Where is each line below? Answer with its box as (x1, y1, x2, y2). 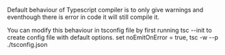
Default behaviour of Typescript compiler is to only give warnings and (7, 6, 204, 14)
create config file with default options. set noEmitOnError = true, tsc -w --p (7, 33, 219, 41)
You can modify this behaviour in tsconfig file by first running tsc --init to (7, 26, 212, 34)
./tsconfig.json (7, 41, 48, 48)
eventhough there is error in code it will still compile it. (7, 13, 159, 21)
